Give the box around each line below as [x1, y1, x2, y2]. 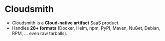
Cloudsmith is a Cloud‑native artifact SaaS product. [11, 20, 120, 26]
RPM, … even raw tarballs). [11, 30, 68, 36]
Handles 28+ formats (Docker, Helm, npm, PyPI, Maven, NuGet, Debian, [11, 25, 161, 31]
